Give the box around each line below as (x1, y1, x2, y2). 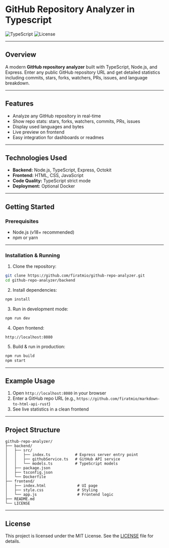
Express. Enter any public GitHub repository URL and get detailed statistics (5, 69, 160, 75)
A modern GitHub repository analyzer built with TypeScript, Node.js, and (5, 64, 157, 70)
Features (5, 100, 34, 108)
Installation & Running (5, 252, 60, 259)
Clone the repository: (12, 263, 57, 269)
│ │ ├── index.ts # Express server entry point (5, 452, 138, 458)
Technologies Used (5, 153, 67, 162)
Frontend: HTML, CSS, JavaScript (12, 172, 84, 178)
